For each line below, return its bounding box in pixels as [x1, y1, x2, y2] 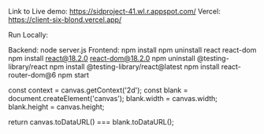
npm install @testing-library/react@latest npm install [49, 62, 220, 71]
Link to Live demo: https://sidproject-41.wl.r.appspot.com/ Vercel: [8, 7, 221, 16]
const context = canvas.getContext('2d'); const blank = [8, 85, 188, 95]
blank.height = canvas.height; [8, 102, 105, 111]
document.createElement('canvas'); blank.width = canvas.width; [8, 94, 218, 103]
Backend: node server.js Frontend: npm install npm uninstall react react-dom [8, 45, 257, 54]
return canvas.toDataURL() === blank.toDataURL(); [8, 118, 175, 126]
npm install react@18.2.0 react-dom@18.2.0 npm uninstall [8, 54, 195, 63]
